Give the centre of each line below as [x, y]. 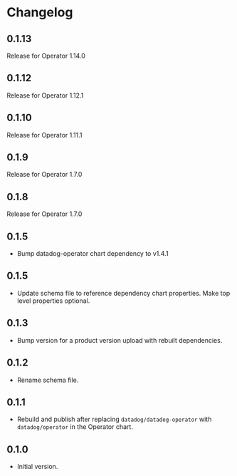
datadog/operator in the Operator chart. [75, 427]
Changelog [40, 12]
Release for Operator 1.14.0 [46, 56]
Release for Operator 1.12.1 [45, 95]
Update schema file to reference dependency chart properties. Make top [123, 293]
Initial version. [37, 467]
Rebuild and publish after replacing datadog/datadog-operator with [114, 419]
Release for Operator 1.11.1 [44, 135]
